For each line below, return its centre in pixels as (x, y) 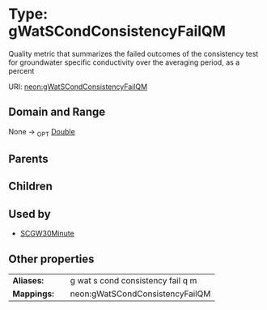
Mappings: (34, 294)
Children (30, 187)
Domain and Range (57, 112)
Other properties (51, 259)
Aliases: (28, 280)
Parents (28, 159)
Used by (30, 214)
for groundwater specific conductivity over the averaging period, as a (124, 62)
